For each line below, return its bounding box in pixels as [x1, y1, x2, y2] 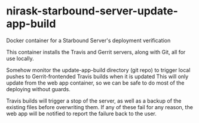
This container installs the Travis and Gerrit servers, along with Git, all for [6, 48, 186, 55]
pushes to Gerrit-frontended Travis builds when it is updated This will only [6, 73, 189, 80]
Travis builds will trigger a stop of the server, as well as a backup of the [6, 97, 182, 104]
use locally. [6, 55, 34, 62]
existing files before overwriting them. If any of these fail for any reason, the [6, 103, 193, 110]
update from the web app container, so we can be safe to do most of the [6, 79, 185, 86]
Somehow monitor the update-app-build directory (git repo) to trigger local [6, 66, 191, 73]
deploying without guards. [6, 85, 71, 92]
